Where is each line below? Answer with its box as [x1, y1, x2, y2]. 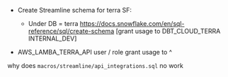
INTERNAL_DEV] [28, 34, 77, 43]
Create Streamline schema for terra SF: [17, 6, 132, 14]
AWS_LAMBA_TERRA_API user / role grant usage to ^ [17, 48, 172, 56]
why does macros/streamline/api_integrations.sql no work [7, 62, 184, 69]
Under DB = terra [28, 20, 79, 27]
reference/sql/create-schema [28, 27, 115, 35]
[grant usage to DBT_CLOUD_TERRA [115, 27, 221, 35]
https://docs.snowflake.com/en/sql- [79, 20, 185, 27]
